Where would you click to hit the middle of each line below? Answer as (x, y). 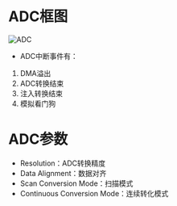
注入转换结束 (41, 93)
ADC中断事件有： (49, 56)
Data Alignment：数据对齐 (63, 173)
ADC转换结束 (42, 83)
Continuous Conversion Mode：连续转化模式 (94, 193)
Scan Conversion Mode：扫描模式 (76, 183)
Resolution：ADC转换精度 (63, 163)
